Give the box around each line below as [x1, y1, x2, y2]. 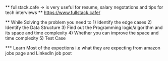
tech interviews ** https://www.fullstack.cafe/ [5, 9, 101, 15]
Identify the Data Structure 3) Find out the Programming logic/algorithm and [5, 24, 163, 30]
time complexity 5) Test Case [5, 35, 66, 41]
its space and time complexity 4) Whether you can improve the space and [5, 30, 159, 35]
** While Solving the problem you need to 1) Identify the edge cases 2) [5, 19, 152, 25]
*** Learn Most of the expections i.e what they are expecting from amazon [5, 45, 160, 50]
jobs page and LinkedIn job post [5, 50, 72, 56]
